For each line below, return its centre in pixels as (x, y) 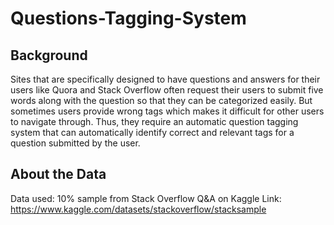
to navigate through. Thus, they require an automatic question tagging (154, 121)
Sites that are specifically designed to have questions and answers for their (165, 79)
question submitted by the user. (75, 143)
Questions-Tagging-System (128, 18)
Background (49, 55)
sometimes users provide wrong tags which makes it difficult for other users (167, 111)
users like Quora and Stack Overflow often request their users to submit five (167, 90)
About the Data (58, 174)
